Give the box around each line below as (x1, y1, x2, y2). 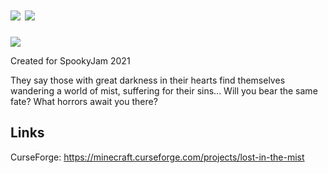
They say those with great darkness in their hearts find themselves (10, 74, 286, 86)
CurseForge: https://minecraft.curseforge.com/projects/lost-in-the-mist (10, 151, 305, 163)
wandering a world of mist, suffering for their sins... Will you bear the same (10, 84, 318, 97)
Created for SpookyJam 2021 (10, 54, 131, 67)
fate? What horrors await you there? (10, 95, 158, 107)
